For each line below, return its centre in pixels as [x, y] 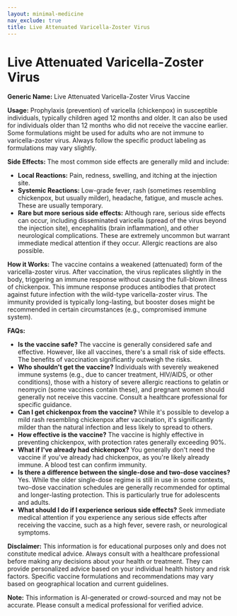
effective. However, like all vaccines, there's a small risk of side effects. [121, 352]
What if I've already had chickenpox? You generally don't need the [116, 450]
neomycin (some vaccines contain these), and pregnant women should [121, 389]
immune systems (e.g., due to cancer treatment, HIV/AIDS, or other [115, 375]
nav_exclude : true [34, 21]
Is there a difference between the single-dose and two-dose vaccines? [124, 472]
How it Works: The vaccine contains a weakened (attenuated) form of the [115, 264]
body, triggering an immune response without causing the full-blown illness [117, 280]
